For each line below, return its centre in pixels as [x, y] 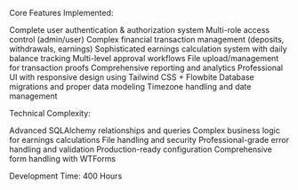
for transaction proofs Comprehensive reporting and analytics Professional [146, 67]
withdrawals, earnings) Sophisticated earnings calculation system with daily [148, 49]
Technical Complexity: [50, 113]
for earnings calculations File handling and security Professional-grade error [149, 140]
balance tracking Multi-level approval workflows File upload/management [144, 58]
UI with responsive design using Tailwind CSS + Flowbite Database [132, 77]
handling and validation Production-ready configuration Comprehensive [141, 149]
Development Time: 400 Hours [66, 176]
